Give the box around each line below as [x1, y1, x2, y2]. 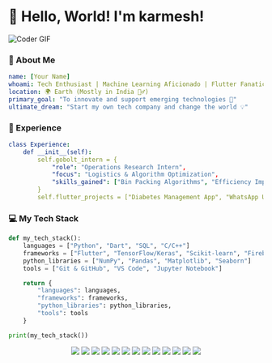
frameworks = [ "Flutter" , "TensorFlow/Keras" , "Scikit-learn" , [23, 249, 241, 258]
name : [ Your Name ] [8, 73, 70, 81]
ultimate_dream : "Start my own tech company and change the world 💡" [8, 103, 249, 111]
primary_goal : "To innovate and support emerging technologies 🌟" [8, 95, 237, 104]
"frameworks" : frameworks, [37, 294, 129, 302]
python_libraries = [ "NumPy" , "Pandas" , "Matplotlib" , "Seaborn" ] [23, 257, 252, 265]
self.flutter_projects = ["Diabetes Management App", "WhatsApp [37, 194, 259, 202]
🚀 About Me [8, 54, 56, 66]
